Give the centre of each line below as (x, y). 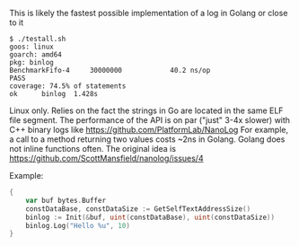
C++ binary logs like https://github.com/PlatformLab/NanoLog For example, (149, 130)
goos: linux (31, 47)
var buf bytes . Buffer (66, 200)
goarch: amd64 (36, 55)
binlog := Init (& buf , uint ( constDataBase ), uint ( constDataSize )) (150, 217)
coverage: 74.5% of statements (68, 86)
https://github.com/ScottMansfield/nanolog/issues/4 (106, 158)
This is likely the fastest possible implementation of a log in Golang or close (149, 13)
